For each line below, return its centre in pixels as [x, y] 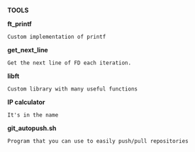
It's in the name [33, 115]
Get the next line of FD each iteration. [69, 63]
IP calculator [26, 102]
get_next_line [28, 50]
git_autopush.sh [32, 128]
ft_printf [19, 24]
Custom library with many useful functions [73, 89]
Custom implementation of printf [57, 37]
